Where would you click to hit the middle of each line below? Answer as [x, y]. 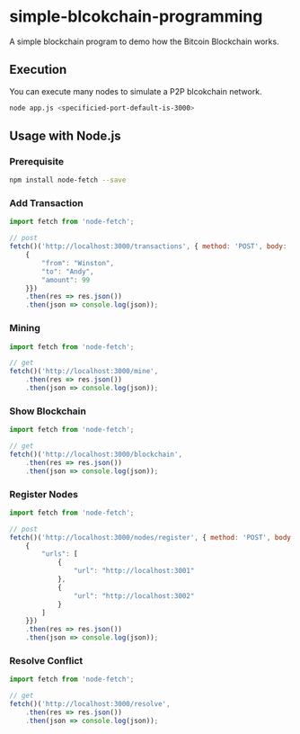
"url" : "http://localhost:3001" [134, 571]
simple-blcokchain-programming [136, 17]
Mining [25, 328]
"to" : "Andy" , [68, 272]
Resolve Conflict [46, 660]
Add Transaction [46, 203]
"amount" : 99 [66, 280]
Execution [38, 70]
